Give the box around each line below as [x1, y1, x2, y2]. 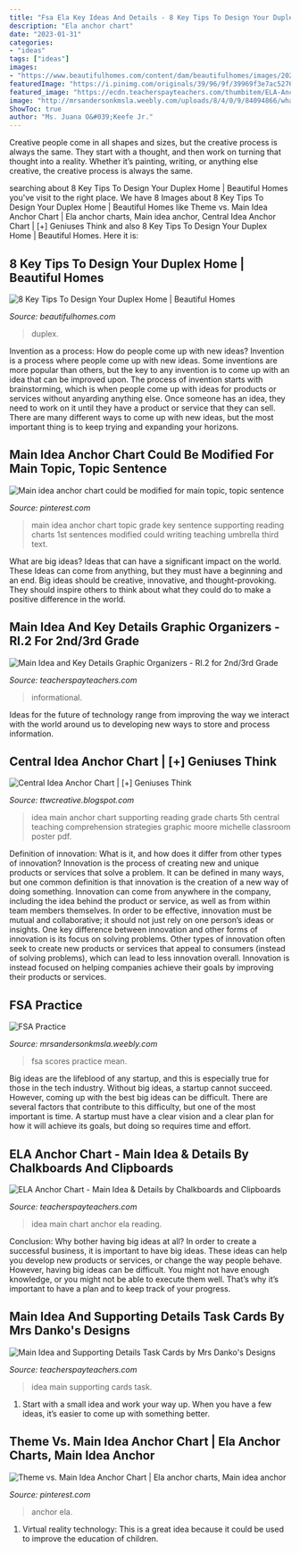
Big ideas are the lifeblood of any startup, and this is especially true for [9, 1073, 270, 1084]
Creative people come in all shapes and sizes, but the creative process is [9, 137, 279, 148]
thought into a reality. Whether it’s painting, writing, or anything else [9, 156, 259, 167]
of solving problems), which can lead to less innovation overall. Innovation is [9, 952, 290, 964]
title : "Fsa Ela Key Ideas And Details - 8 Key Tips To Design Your [9, 12, 270, 22]
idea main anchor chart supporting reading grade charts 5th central [30, 812, 279, 823]
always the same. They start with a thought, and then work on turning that [9, 146, 281, 157]
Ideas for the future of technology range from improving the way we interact [9, 709, 290, 719]
